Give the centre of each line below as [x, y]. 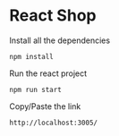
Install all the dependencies [59, 40]
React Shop [53, 16]
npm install [31, 56]
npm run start [36, 89]
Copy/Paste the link [45, 106]
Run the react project [48, 73]
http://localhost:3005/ [54, 123]
